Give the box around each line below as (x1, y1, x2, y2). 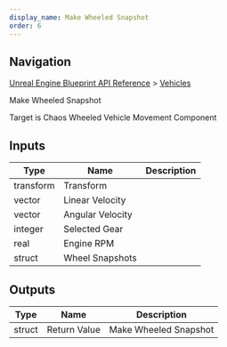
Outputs (9, 282, 56, 297)
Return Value (46, 323, 101, 335)
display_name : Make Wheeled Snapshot (9, 12, 150, 22)
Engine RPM (63, 238, 115, 250)
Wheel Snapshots (63, 252, 138, 264)
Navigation (9, 54, 71, 69)
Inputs (9, 138, 46, 153)
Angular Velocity (63, 208, 134, 221)
